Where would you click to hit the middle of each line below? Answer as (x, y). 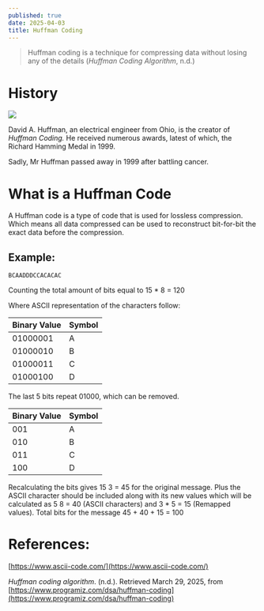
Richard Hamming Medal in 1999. (62, 146)
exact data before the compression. (66, 232)
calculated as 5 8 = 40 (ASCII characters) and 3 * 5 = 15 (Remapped (119, 504)
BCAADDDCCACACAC (35, 276)
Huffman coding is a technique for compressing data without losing (137, 53)
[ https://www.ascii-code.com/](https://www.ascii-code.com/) (108, 566)
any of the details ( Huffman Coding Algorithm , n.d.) (111, 61)
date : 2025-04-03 (37, 23)
